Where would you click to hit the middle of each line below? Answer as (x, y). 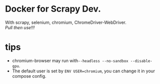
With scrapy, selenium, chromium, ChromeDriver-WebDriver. (66, 22)
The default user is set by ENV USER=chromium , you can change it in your (83, 71)
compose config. (29, 76)
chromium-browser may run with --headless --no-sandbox (70, 60)
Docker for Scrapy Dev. (53, 9)
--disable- (141, 61)
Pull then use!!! (20, 27)
